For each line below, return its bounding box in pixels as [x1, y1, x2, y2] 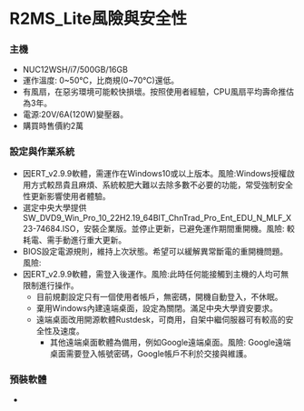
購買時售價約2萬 [22, 120, 84, 132]
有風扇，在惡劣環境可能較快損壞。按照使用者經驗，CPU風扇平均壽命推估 [22, 86, 295, 97]
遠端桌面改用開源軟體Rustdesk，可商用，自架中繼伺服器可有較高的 [35, 314, 286, 325]
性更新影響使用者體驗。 [22, 190, 111, 201]
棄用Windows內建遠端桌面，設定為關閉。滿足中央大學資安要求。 [35, 302, 279, 314]
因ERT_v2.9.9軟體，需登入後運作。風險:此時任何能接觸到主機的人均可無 [22, 268, 289, 279]
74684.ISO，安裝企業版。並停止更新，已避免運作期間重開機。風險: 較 [35, 223, 295, 234]
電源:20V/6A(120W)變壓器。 [22, 109, 129, 120]
